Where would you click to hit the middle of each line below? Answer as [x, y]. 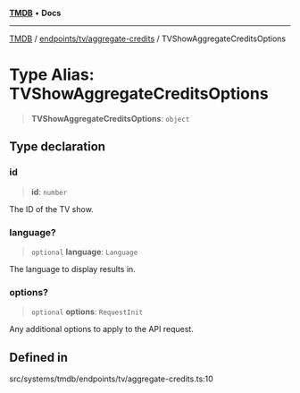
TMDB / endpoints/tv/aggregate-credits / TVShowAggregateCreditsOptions [148, 38]
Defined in [39, 357]
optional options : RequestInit [87, 312]
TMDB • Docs [35, 13]
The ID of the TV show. [51, 209]
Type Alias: [52, 75]
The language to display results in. [72, 269]
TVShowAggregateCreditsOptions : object [110, 118]
